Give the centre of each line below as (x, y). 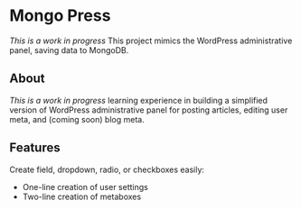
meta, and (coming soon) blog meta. (77, 119)
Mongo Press (60, 16)
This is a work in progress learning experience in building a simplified (139, 100)
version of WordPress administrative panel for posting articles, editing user (149, 110)
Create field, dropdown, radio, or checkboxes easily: (107, 169)
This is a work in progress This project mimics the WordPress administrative (151, 41)
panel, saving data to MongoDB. (69, 50)
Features (35, 148)
